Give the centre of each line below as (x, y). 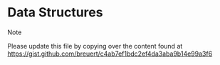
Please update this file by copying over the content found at (95, 46)
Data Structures (55, 12)
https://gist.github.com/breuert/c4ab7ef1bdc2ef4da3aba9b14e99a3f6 (110, 54)
